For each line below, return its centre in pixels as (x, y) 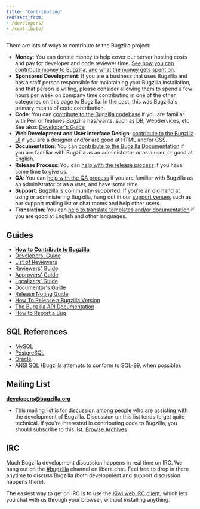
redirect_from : (25, 17)
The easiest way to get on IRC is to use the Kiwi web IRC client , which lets (97, 493)
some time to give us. (41, 172)
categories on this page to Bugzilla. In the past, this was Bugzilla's (96, 102)
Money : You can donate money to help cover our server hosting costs (101, 57)
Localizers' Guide (36, 281)
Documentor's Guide (40, 287)
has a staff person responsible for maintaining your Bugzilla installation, (103, 83)
